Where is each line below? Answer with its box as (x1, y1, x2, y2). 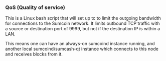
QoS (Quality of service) (5, 4, 65, 11)
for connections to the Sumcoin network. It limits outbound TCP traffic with (5, 20, 160, 26)
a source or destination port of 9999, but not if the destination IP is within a (5, 26, 160, 32)
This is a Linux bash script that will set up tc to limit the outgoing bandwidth (5, 15, 161, 21)
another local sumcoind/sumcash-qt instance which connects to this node (5, 46, 159, 52)
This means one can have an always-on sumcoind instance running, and (5, 41, 155, 47)
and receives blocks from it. (5, 51, 63, 57)
